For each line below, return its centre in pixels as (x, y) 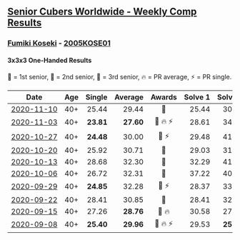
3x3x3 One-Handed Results (50, 60)
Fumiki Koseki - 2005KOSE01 (59, 44)
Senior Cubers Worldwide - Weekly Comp (102, 12)
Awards (164, 97)
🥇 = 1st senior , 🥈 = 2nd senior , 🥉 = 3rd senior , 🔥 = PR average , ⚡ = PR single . (120, 76)
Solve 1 (197, 97)
